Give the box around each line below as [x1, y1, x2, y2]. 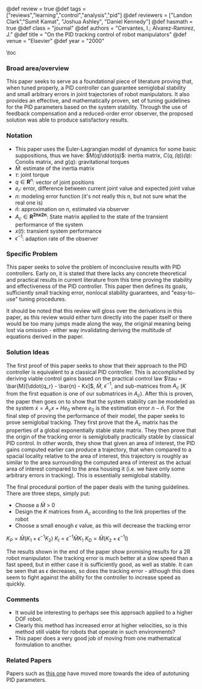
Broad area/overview [6, 64, 69, 72]
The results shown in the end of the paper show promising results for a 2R [6, 547, 191, 555]
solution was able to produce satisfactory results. [6, 116, 129, 123]
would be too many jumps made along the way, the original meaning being [6, 320, 191, 327]
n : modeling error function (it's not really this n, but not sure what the [14, 193, 187, 200]
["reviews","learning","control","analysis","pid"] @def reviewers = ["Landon [6, 11, 192, 19]
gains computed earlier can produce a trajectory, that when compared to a [6, 446, 192, 453]
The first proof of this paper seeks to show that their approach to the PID [6, 362, 188, 369]
